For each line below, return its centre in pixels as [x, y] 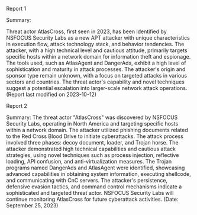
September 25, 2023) [32, 206]
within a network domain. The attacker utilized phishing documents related [97, 130]
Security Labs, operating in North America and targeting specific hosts [92, 123]
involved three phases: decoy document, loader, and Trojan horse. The [92, 142]
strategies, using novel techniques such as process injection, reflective [93, 155]
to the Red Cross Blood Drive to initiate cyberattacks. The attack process [95, 136]
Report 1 [16, 9]
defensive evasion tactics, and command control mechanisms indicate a [94, 187]
